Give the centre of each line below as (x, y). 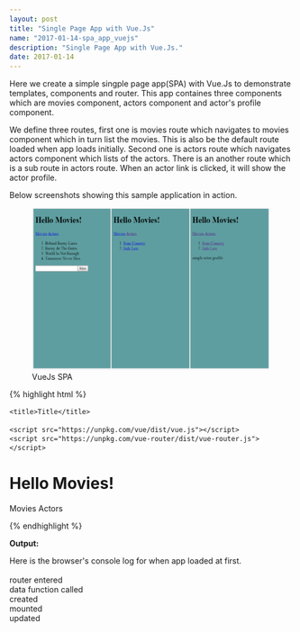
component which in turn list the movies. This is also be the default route (144, 140)
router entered (36, 580)
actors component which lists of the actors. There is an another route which (150, 158)
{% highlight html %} (48, 394)
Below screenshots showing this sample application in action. (123, 195)
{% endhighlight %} (46, 526)
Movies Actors (36, 509)
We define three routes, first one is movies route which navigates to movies (150, 130)
